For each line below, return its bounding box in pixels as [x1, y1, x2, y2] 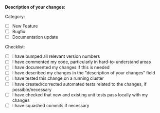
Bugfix [12, 29, 26, 35]
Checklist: [5, 44, 25, 50]
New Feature [12, 23, 38, 29]
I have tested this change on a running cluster [12, 75, 104, 81]
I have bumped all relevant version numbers [12, 53, 100, 59]
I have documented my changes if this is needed [12, 65, 110, 70]
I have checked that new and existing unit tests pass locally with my [12, 91, 148, 97]
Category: [5, 14, 25, 19]
